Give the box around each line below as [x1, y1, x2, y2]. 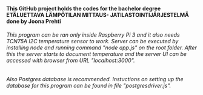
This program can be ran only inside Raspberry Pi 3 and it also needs [6, 31, 180, 38]
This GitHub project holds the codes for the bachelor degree [6, 5, 161, 12]
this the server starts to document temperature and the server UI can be [6, 51, 187, 58]
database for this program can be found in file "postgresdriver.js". [6, 82, 171, 89]
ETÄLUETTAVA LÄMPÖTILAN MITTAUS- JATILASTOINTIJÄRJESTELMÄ [6, 11, 189, 18]
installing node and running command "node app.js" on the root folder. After [6, 44, 197, 51]
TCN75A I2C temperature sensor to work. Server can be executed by [6, 38, 179, 45]
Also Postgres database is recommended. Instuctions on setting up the [6, 75, 184, 82]
